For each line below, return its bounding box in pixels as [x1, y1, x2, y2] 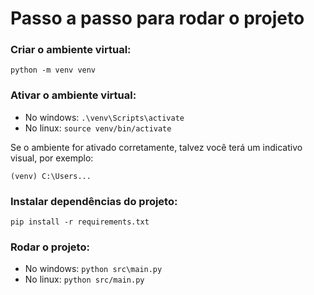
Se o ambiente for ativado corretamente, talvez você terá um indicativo [10, 141, 303, 153]
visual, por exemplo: [10, 152, 94, 164]
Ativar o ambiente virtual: [10, 88, 137, 102]
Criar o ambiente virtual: [10, 43, 132, 57]
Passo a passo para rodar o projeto [10, 7, 305, 30]
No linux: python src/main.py [24, 273, 145, 286]
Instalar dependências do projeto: [10, 194, 178, 208]
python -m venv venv [10, 65, 97, 76]
